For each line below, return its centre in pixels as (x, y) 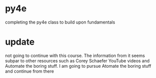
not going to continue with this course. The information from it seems (75, 55)
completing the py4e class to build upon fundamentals (60, 22)
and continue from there (29, 71)
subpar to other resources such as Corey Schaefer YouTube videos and (77, 61)
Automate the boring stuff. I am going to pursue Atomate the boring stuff (78, 66)
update (20, 42)
